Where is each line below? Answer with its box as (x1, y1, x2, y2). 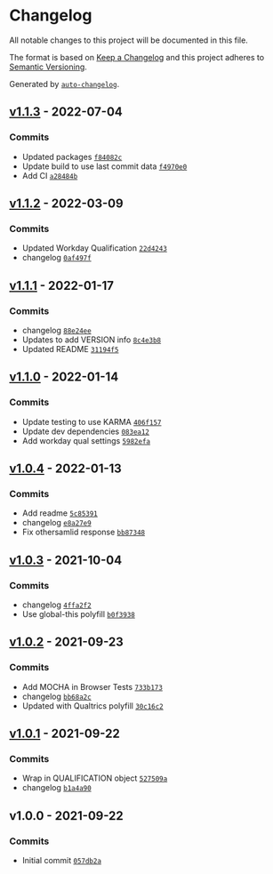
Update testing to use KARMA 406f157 (21, 416, 162, 427)
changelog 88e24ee (21, 325, 92, 335)
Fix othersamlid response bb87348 (21, 526, 145, 538)
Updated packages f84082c (21, 151, 123, 162)
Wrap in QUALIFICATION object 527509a (21, 773, 168, 783)
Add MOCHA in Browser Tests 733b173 (21, 681, 163, 692)
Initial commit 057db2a (21, 855, 102, 866)
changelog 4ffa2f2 (21, 599, 92, 610)
